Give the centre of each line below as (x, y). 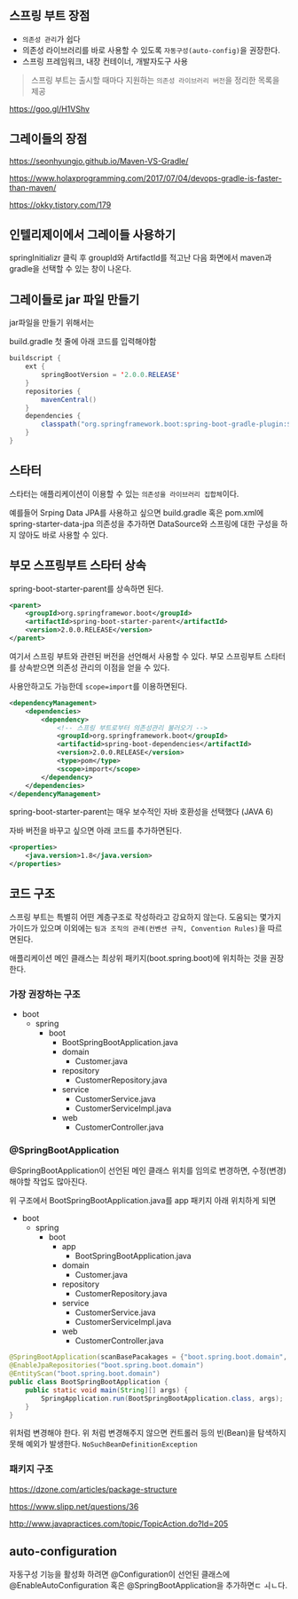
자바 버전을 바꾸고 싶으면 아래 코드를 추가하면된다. (96, 831)
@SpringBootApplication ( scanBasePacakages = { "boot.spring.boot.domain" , (149, 1357)
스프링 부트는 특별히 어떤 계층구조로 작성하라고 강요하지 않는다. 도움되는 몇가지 (145, 917)
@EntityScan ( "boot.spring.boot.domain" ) (85, 1374)
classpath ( (61, 424)
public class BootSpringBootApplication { (89, 1382)
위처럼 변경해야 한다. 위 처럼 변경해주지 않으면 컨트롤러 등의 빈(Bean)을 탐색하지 (148, 1433)
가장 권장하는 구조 (45, 994)
